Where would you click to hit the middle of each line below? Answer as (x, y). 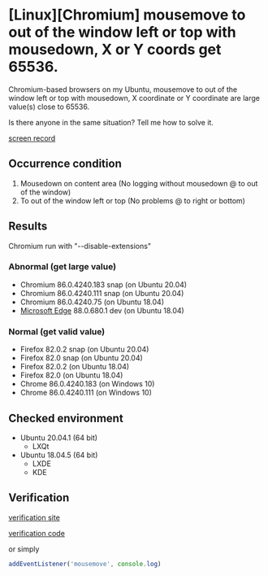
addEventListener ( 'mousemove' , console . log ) (85, 564)
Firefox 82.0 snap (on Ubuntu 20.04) (82, 358)
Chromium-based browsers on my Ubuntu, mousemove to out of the (123, 89)
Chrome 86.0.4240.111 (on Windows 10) (86, 393)
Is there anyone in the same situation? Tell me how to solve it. (111, 122)
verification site (35, 517)
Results (28, 227)
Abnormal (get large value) (62, 267)
